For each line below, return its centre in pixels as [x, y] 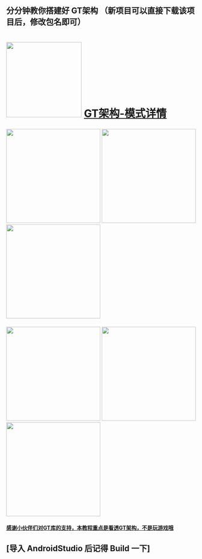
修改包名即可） [57, 22]
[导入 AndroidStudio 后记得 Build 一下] [78, 548]
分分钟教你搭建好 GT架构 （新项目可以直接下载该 [97, 11]
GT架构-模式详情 [125, 113]
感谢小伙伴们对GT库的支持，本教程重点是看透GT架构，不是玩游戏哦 [90, 528]
